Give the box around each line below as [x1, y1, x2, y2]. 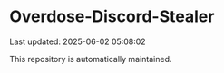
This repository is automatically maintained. [9, 53, 172, 64]
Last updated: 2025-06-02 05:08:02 [9, 36, 147, 47]
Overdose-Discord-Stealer [9, 6, 215, 27]
